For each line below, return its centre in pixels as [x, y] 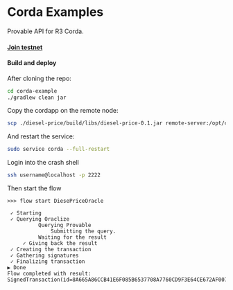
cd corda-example [32, 91]
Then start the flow [34, 188]
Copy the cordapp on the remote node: [63, 111]
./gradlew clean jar [37, 98]
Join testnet [25, 47]
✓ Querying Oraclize [40, 219]
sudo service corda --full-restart [59, 149]
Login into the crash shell [43, 163]
